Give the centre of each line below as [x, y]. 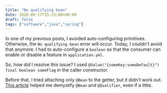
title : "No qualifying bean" [36, 10]
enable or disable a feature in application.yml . [55, 55]
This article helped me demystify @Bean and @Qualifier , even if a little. [79, 85]
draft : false [19, 19]
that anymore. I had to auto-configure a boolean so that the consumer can [83, 49]
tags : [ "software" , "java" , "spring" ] [44, 24]
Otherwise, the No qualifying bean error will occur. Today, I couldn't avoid [84, 44]
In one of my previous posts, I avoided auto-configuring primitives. [76, 39]
